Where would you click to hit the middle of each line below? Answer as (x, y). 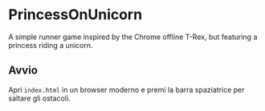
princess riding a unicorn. (51, 45)
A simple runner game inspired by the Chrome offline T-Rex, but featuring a (133, 37)
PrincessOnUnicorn (75, 15)
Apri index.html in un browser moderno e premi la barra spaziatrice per (126, 89)
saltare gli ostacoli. (39, 98)
